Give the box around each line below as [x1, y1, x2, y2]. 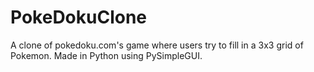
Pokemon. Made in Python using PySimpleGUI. [10, 49, 203, 61]
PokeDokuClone [10, 6, 148, 29]
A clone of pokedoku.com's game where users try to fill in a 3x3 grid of [10, 39, 304, 51]
